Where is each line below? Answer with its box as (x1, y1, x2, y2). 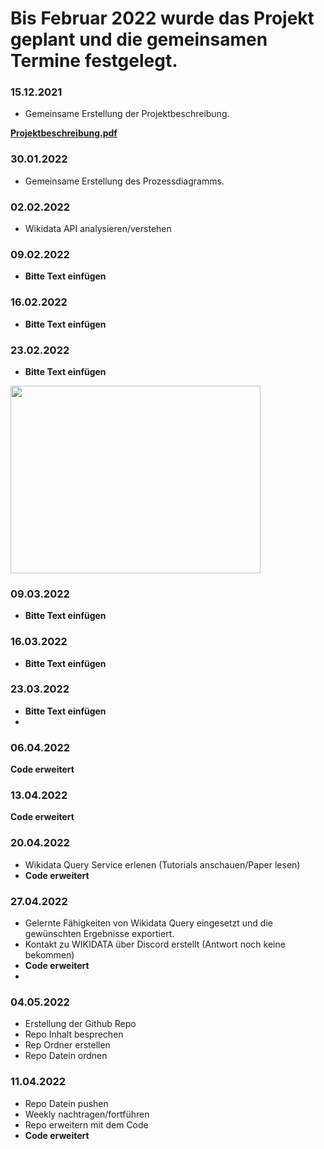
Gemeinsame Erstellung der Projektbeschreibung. (24, 108, 230, 120)
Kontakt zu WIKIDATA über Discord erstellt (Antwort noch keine (24, 938, 286, 951)
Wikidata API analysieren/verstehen (24, 223, 172, 235)
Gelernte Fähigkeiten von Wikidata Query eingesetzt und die (24, 917, 273, 929)
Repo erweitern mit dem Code (24, 1118, 149, 1131)
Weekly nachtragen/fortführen (24, 1108, 150, 1120)
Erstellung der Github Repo (24, 1018, 137, 1030)
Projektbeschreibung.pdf (10, 127, 118, 139)
